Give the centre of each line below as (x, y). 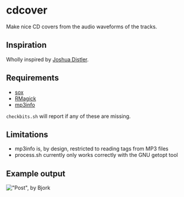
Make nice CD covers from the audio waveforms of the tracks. (82, 27)
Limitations (27, 134)
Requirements (32, 78)
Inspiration (27, 45)
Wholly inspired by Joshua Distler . (47, 59)
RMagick (25, 98)
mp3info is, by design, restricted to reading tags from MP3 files (91, 149)
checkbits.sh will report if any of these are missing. (68, 116)
